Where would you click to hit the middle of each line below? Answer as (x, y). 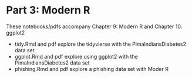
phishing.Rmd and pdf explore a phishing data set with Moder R (92, 69)
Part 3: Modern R (48, 10)
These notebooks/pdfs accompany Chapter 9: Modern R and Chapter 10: (94, 26)
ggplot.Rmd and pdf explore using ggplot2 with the (76, 56)
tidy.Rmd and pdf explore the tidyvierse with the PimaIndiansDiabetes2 (100, 44)
